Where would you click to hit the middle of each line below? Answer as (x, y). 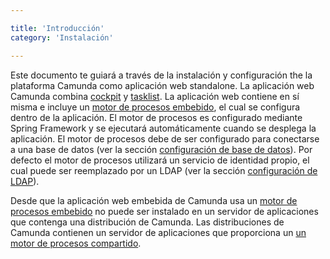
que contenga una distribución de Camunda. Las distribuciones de (147, 222)
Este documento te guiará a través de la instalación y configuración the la (161, 75)
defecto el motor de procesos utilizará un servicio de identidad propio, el (160, 160)
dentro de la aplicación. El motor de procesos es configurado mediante (156, 117)
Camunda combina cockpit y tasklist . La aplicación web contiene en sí (155, 96)
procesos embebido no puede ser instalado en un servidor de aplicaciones (164, 211)
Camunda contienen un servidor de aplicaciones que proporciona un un (158, 232)
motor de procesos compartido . (76, 243)
